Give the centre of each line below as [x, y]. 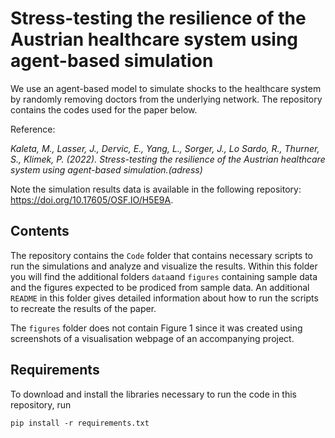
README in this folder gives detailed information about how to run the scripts [164, 298]
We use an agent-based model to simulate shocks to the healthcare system [166, 88]
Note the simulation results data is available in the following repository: [156, 189]
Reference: [33, 129]
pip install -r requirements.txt [80, 423]
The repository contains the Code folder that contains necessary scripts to [161, 255]
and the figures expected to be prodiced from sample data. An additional [160, 287]
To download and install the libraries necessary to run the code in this [153, 394]
